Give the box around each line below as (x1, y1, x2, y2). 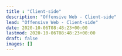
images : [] (6, 41, 33, 47)
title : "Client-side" (6, 8, 62, 15)
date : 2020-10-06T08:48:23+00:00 (6, 24, 88, 31)
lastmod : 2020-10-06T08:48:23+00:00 (6, 30, 96, 36)
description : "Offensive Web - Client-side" (6, 14, 117, 20)
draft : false (6, 36, 38, 41)
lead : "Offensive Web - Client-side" (6, 19, 99, 25)
